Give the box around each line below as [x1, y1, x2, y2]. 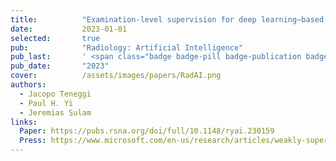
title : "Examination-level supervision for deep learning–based [10, 14, 325, 25]
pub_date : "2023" [10, 61, 110, 71]
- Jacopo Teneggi [19, 89, 92, 99]
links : [10, 117, 38, 127]
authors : [10, 80, 47, 90]
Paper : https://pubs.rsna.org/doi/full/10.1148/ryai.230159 [19, 126, 275, 136]
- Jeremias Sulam [19, 107, 92, 118]
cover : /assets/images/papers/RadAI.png [10, 71, 222, 81]
